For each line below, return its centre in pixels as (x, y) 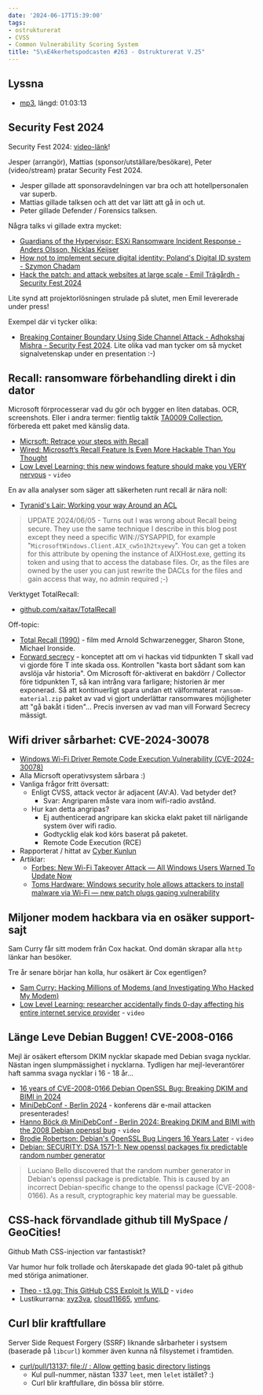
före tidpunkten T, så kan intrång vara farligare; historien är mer (122, 682)
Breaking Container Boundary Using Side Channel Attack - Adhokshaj (132, 337)
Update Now (51, 876)
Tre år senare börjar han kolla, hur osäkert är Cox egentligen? (107, 972)
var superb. (38, 194)
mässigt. (33, 715)
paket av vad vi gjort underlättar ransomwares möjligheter (157, 699)
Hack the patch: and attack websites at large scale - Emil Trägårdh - (130, 274)
